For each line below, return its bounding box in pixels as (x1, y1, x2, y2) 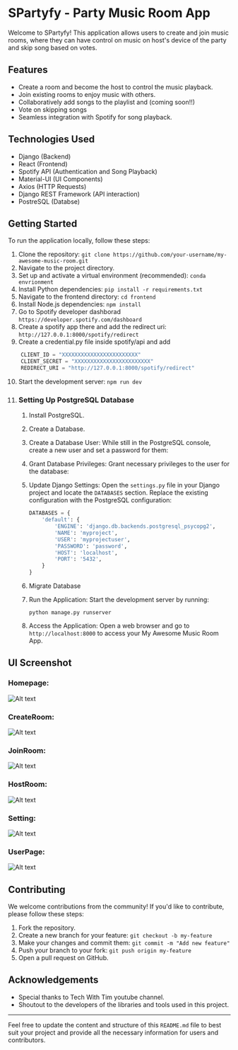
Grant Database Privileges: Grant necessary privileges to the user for (28, 460, 230, 468)
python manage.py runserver (28, 609, 112, 616)
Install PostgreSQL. (28, 411, 85, 420)
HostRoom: (8, 780, 48, 790)
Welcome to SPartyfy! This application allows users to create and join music (8, 28, 229, 37)
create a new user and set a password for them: (28, 446, 169, 454)
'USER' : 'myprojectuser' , (54, 536, 131, 543)
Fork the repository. (18, 923, 76, 932)
